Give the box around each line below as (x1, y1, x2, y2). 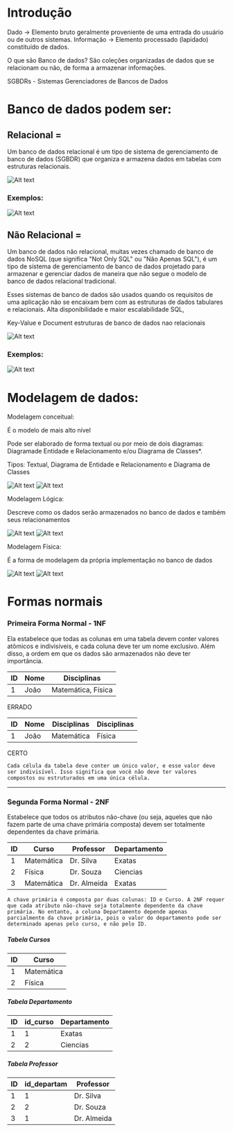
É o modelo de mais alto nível (7, 426, 92, 435)
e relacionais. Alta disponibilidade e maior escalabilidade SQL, (7, 305, 185, 314)
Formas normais (7, 594, 103, 610)
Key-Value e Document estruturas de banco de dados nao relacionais (7, 318, 206, 328)
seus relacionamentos (7, 516, 71, 524)
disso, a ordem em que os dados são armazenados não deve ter (7, 649, 191, 658)
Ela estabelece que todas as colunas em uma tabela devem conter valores (7, 634, 220, 642)
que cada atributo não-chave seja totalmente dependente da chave (7, 903, 203, 909)
